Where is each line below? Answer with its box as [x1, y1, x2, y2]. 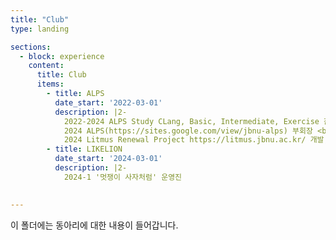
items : [36, 79, 65, 90]
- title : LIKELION [46, 144, 123, 155]
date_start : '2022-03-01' [54, 97, 163, 108]
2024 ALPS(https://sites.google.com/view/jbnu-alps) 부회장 [63, 126, 313, 136]
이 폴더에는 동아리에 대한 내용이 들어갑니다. [10, 219, 179, 231]
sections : [10, 42, 52, 52]
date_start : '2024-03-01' [54, 154, 163, 164]
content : [28, 61, 65, 71]
